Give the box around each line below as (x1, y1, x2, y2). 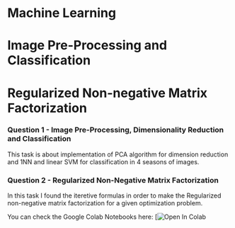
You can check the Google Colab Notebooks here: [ (7, 212, 158, 221)
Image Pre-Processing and (7, 38, 168, 54)
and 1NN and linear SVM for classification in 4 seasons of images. (7, 157, 200, 166)
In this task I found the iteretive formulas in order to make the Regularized (7, 191, 222, 200)
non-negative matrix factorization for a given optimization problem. (7, 199, 203, 207)
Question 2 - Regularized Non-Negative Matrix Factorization (7, 175, 219, 185)
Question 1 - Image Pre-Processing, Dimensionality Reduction (7, 125, 224, 135)
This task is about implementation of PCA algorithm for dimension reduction (7, 150, 229, 159)
